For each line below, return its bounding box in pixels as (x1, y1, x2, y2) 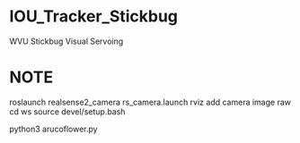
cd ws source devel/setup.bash (9, 105, 126, 117)
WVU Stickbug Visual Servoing (9, 36, 124, 46)
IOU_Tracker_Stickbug (9, 6, 178, 27)
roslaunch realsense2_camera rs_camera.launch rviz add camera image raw (9, 97, 292, 107)
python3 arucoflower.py (9, 123, 98, 134)
